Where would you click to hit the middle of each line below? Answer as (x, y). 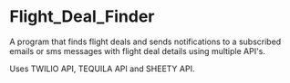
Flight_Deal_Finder (82, 17)
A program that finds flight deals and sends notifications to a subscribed (145, 41)
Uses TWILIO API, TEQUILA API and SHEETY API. (102, 69)
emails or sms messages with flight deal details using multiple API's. (138, 51)
